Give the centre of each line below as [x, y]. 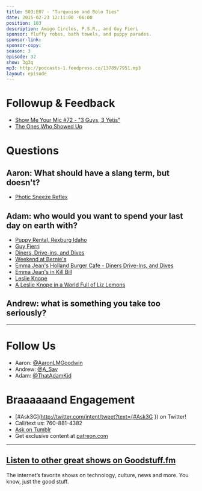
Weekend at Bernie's [41, 259]
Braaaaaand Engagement [71, 400]
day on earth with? [42, 225]
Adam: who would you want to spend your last [95, 216]
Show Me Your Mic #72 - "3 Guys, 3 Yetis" [68, 120]
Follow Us [31, 346]
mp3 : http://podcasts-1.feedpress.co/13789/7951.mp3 [74, 68]
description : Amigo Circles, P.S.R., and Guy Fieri [72, 29]
